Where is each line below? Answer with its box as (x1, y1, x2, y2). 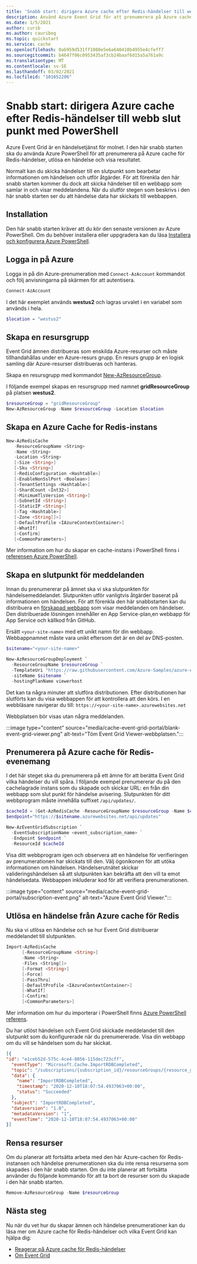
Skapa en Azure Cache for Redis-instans (6, 422, 158, 432)
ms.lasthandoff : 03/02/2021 (6, 69, 75, 75)
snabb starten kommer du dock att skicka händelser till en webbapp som (6, 180, 182, 187)
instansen (6, 1160, 30, 1167)
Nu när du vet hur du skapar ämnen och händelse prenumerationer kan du (6, 1222, 186, 1229)
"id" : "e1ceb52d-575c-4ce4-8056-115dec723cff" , (6, 1056, 125, 1062)
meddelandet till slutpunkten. (6, 933, 76, 940)
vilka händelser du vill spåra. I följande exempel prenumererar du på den (6, 778, 181, 786)
